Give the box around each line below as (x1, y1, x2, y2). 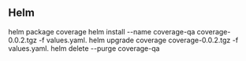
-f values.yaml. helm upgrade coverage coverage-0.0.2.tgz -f (38, 35, 239, 45)
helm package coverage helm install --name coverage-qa (8, 27, 196, 36)
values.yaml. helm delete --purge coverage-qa (8, 43, 160, 53)
